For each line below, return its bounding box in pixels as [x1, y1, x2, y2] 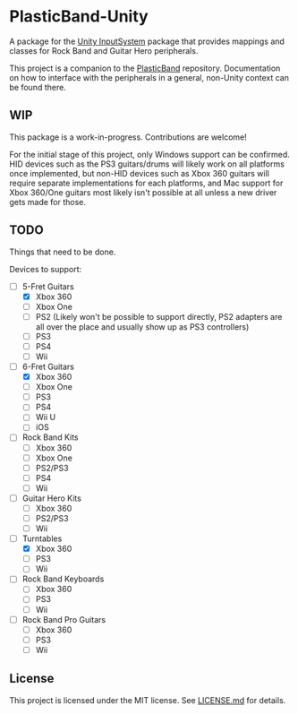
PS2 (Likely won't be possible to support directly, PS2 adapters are [35, 311, 283, 322]
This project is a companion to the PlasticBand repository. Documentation [9, 63, 281, 73]
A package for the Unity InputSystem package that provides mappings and [9, 36, 285, 47]
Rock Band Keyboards [21, 573, 105, 584]
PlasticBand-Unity [9, 6, 149, 27]
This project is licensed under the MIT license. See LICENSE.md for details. [9, 694, 286, 705]
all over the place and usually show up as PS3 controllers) [35, 321, 250, 332]
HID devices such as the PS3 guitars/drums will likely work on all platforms [9, 159, 285, 169]
